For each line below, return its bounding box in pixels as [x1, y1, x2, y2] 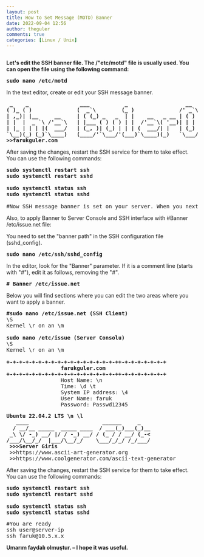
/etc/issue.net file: [6, 221, 52, 228]
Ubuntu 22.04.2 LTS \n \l [6, 412, 84, 419]
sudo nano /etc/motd [6, 77, 68, 84]
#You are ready [6, 521, 52, 527]
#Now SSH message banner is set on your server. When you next [6, 203, 199, 210]
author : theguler [6, 26, 50, 32]
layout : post [6, 9, 39, 15]
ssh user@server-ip [6, 527, 64, 533]
